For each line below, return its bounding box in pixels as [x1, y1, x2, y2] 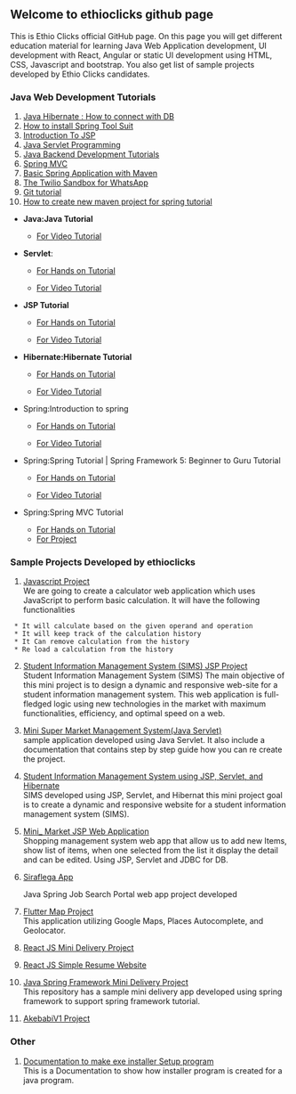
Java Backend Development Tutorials [22, 149, 160, 159]
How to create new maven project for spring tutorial [22, 196, 212, 208]
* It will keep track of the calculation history [13, 630, 202, 639]
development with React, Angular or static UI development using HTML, [10, 49, 273, 61]
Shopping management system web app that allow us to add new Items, [22, 836, 287, 846]
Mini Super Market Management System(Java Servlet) [22, 725, 222, 736]
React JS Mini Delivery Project [22, 943, 134, 953]
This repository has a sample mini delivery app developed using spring [22, 986, 283, 997]
